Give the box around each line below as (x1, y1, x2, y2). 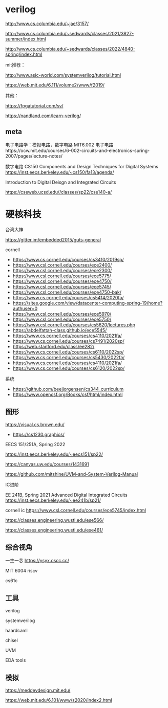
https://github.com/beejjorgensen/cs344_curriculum (12, 386, 124, 392)
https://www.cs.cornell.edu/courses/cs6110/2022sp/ (12, 349, 124, 355)
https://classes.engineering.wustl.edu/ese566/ (5, 517, 104, 523)
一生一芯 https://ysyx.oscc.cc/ (5, 558, 70, 564)
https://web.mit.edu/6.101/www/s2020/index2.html (5, 697, 113, 703)
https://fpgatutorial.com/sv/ (5, 102, 64, 108)
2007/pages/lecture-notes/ (5, 152, 63, 159)
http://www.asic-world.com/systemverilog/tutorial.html (5, 72, 121, 78)
